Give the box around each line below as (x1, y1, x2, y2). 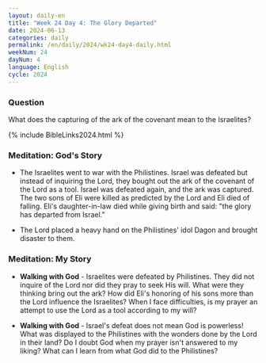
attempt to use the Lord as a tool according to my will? (19, 305, 197, 315)
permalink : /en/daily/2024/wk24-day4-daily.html (8, 41, 172, 49)
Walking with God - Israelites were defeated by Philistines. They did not (19, 271, 255, 281)
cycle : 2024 (8, 71, 47, 78)
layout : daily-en (8, 11, 66, 20)
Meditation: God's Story (8, 150, 103, 161)
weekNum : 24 (8, 48, 47, 56)
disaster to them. (19, 234, 75, 243)
